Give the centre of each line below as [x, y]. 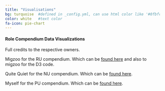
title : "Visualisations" [30, 10]
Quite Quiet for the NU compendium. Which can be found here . [69, 74]
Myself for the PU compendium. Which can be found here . [64, 83]
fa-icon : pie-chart [25, 23]
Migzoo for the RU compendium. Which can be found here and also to [76, 59]
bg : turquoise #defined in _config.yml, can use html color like [74, 14]
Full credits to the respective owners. [42, 50]
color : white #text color [34, 19]
